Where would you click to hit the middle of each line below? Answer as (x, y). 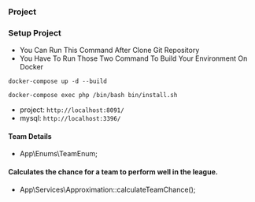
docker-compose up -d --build (58, 81)
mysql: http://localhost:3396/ (70, 118)
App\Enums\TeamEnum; (59, 154)
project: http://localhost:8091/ (72, 110)
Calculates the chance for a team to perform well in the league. (113, 172)
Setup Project (35, 32)
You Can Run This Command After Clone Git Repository (109, 50)
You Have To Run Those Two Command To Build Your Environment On (133, 58)
